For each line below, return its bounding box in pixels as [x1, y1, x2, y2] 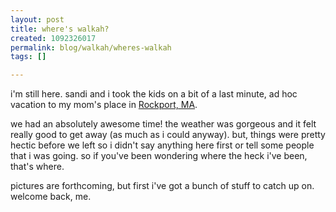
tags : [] [10, 52, 47, 62]
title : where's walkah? [10, 24, 110, 34]
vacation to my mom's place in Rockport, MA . [10, 99, 198, 111]
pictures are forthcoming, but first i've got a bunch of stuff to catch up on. [10, 180, 315, 192]
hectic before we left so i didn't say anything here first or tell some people [10, 139, 315, 151]
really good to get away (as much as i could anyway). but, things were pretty [10, 129, 326, 141]
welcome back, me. [10, 191, 92, 203]
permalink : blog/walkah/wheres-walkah [10, 42, 172, 53]
